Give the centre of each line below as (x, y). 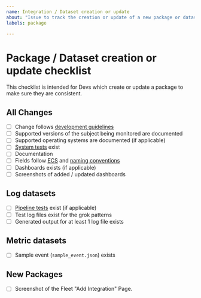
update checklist (49, 70)
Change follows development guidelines (64, 127)
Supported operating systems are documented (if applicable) (90, 140)
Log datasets (31, 193)
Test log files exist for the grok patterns (63, 215)
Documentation (34, 154)
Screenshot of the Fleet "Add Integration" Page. (74, 289)
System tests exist (37, 147)
